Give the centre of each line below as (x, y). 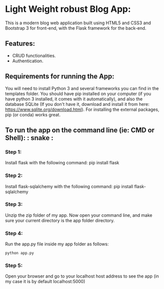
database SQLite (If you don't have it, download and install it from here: (77, 104)
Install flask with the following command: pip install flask (62, 163)
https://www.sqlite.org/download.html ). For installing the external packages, (82, 109)
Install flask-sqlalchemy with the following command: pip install (69, 186)
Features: (20, 44)
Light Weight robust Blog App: (68, 9)
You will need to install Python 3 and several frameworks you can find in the (82, 88)
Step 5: (14, 266)
